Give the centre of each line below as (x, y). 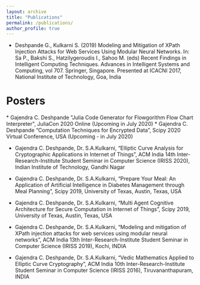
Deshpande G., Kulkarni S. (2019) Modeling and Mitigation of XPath (97, 45)
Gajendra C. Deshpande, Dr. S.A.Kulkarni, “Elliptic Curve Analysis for (99, 148)
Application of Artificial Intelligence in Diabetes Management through (100, 185)
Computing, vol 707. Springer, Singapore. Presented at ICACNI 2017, (98, 71)
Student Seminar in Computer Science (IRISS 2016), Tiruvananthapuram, (104, 270)
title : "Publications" (34, 17)
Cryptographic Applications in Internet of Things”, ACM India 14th (95, 154)
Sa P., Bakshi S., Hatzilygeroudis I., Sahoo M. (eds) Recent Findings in (101, 58)
